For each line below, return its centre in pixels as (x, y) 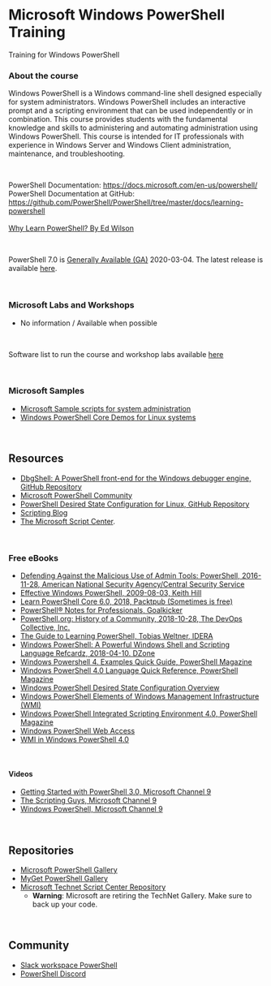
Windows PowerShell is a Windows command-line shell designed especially (135, 93)
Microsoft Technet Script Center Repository (93, 887)
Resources (36, 459)
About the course (43, 75)
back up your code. (65, 904)
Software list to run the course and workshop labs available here (116, 354)
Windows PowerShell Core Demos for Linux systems (108, 417)
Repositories (41, 850)
